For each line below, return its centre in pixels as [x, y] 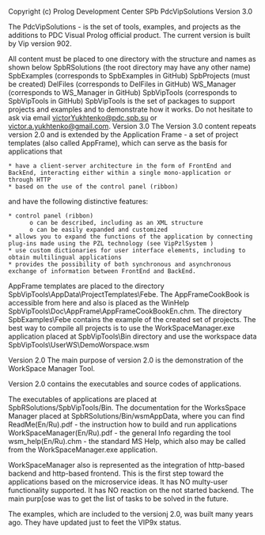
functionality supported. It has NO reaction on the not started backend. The [131, 490]
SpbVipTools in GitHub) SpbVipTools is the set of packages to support [122, 101]
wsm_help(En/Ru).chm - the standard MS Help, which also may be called [127, 441]
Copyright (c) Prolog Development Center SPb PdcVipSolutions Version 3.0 [131, 11]
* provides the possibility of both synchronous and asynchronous [120, 264]
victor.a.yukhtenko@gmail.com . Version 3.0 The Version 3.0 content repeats [132, 126]
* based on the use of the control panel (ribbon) [93, 187]
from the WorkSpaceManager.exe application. [83, 450]
